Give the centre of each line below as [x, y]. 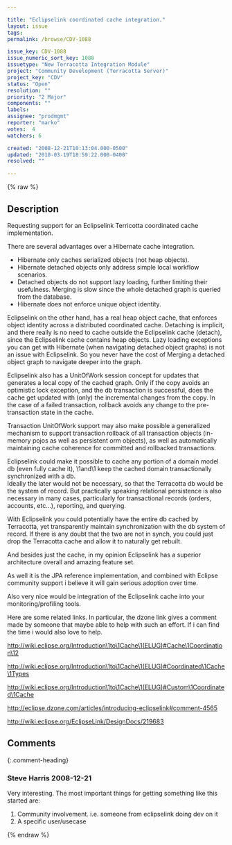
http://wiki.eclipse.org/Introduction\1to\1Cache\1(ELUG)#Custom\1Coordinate [116, 687]
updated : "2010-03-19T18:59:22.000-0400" [68, 155]
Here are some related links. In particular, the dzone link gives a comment [112, 617]
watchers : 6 [24, 136]
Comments [32, 743]
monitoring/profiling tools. [44, 604]
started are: [24, 801]
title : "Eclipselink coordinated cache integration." [87, 19]
